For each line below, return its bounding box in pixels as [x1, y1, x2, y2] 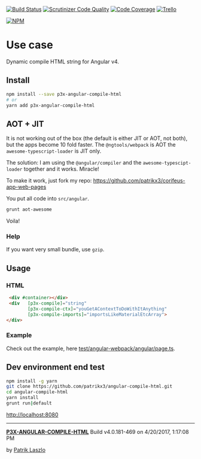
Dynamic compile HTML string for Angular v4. [6, 57, 120, 65]
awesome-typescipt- [142, 160, 191, 166]
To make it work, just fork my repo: [6, 177, 92, 184]
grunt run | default [6, 400, 52, 406]
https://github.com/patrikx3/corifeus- [93, 177, 185, 184]
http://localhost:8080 [6, 411, 59, 418]
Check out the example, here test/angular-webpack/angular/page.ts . [6, 345, 175, 352]
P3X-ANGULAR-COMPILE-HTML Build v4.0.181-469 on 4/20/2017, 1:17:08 [6, 428, 190, 435]
